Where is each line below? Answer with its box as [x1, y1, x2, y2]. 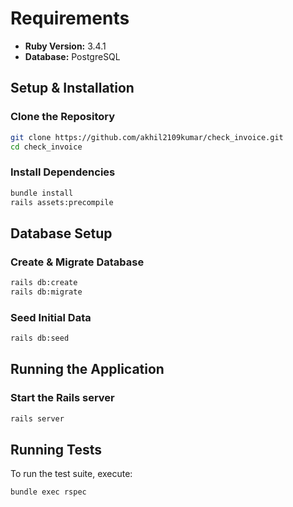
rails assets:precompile [10, 197, 114, 207]
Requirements [10, 7, 130, 30]
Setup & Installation [10, 80, 135, 97]
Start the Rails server [10, 391, 115, 405]
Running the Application [10, 361, 165, 378]
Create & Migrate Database [10, 255, 145, 269]
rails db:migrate [10, 287, 83, 297]
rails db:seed [10, 333, 70, 344]
